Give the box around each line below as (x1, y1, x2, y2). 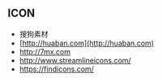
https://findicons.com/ (19, 64, 94, 74)
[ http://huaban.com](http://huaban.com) (19, 38, 155, 48)
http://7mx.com (19, 46, 71, 56)
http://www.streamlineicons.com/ (19, 55, 131, 65)
